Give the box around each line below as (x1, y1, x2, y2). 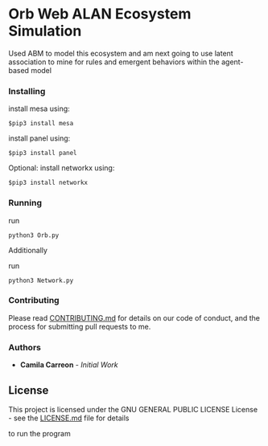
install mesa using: (8, 104, 70, 113)
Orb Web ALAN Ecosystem (8, 5, 192, 23)
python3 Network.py (8, 276, 74, 284)
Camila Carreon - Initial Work (19, 360, 118, 370)
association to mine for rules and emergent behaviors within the (8, 57, 220, 67)
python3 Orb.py (8, 231, 60, 239)
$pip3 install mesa (8, 120, 74, 128)
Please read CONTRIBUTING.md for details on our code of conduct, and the (8, 313, 260, 322)
